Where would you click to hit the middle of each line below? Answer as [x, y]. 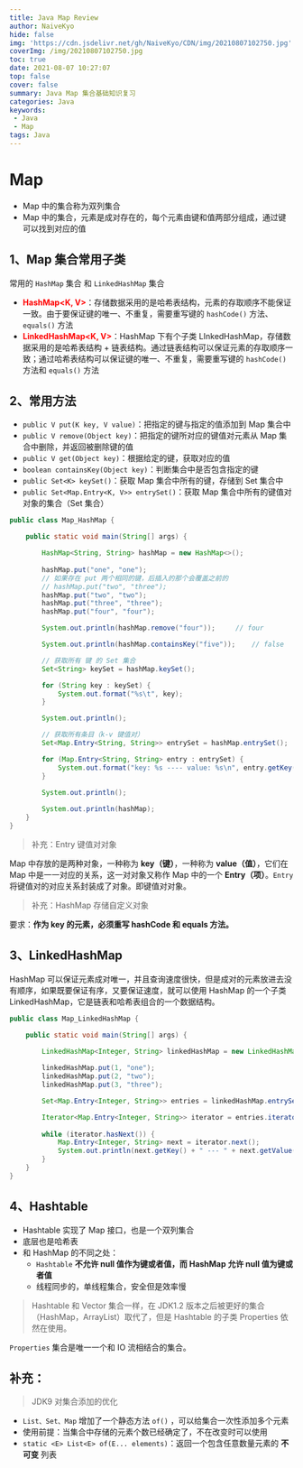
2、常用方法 [43, 401]
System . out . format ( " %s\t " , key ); [120, 694]
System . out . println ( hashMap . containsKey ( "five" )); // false [163, 645]
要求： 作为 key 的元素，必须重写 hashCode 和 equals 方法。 [122, 924]
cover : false [34, 85]
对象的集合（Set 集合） [65, 503]
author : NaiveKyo [42, 26]
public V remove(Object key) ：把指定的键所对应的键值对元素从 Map [150, 436]
